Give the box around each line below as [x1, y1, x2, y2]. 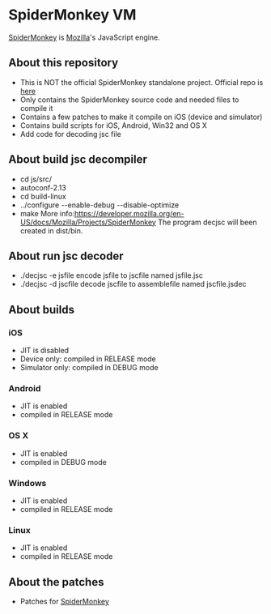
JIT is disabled [19, 346, 70, 356]
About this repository [8, 56, 119, 70]
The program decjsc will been [157, 217, 257, 227]
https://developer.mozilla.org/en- [74, 208, 184, 218]
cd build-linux [19, 191, 66, 201]
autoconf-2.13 [19, 182, 66, 192]
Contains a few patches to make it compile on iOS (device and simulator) [19, 112, 263, 122]
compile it [19, 103, 53, 113]
